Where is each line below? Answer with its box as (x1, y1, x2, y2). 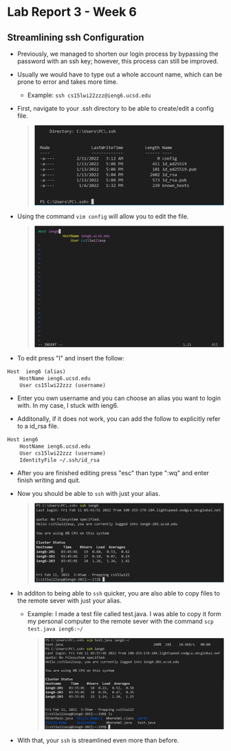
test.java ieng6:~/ (27, 625, 84, 633)
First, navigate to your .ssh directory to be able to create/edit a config (16, 105, 214, 112)
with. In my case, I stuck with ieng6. (16, 402, 119, 410)
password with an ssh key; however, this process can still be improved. (16, 57, 219, 65)
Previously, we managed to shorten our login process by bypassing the (16, 50, 219, 58)
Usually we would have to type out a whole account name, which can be (16, 70, 223, 78)
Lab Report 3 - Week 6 (7, 4, 137, 20)
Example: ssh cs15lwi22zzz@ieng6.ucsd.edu (27, 91, 151, 99)
